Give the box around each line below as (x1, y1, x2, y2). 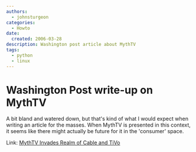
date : (6, 31, 19, 37)
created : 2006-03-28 (11, 36, 62, 42)
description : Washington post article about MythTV (6, 42, 136, 48)
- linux (11, 58, 31, 64)
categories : (6, 19, 35, 25)
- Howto (11, 25, 31, 31)
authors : (6, 8, 28, 15)
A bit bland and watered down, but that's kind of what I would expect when (6, 115, 189, 123)
